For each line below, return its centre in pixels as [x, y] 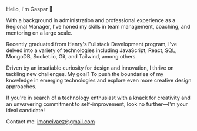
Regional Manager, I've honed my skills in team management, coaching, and [98, 27]
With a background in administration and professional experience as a [91, 20]
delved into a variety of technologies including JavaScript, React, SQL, [91, 50]
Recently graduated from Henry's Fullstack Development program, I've [92, 44]
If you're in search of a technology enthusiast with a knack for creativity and [98, 98]
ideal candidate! [26, 110]
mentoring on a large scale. [39, 33]
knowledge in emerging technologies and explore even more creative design [99, 80]
